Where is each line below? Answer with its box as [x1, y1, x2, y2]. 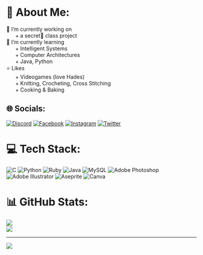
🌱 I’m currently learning [6, 38, 65, 45]
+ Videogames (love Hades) [14, 73, 85, 81]
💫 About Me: [6, 5, 70, 19]
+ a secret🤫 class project [14, 31, 77, 39]
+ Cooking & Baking [14, 86, 65, 93]
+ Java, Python [14, 58, 53, 65]
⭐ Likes [6, 64, 25, 71]
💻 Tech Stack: [6, 142, 81, 156]
